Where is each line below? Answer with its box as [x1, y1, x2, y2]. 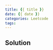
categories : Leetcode [5, 16, 49, 21]
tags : [5, 20, 16, 26]
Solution [5, 38, 31, 47]
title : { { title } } [5, 7, 44, 12]
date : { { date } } [5, 12, 40, 17]
